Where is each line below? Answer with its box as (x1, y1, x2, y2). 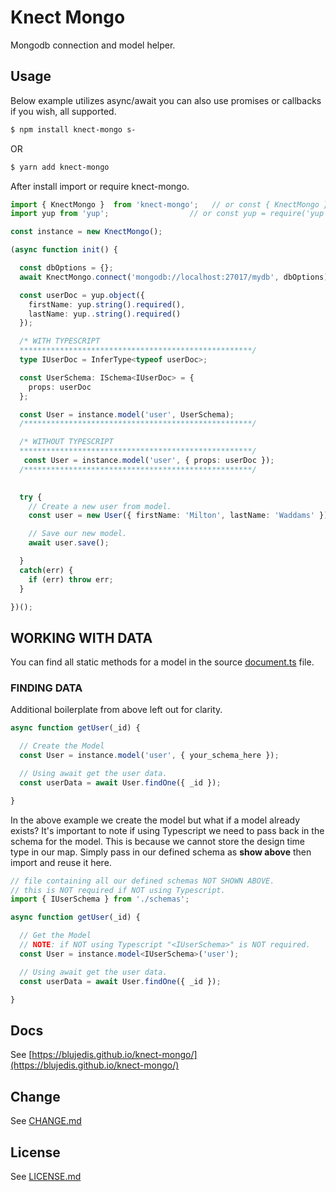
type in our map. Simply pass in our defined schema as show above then (10, 846, 312, 858)
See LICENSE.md (10, 1170, 82, 1182)
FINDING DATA (10, 681, 83, 695)
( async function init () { (10, 245, 118, 255)
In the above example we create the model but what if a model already (10, 814, 301, 826)
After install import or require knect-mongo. (10, 180, 190, 192)
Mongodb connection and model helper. (10, 39, 176, 51)
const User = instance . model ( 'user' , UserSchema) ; (19, 409, 235, 420)
